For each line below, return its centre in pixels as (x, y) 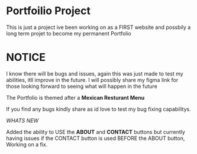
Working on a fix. (27, 144)
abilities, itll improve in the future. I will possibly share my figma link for (92, 80)
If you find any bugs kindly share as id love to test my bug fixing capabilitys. (98, 109)
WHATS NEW (22, 120)
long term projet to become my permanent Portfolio (69, 33)
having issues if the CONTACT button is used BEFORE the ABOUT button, (96, 138)
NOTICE (26, 58)
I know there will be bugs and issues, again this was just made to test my (95, 73)
